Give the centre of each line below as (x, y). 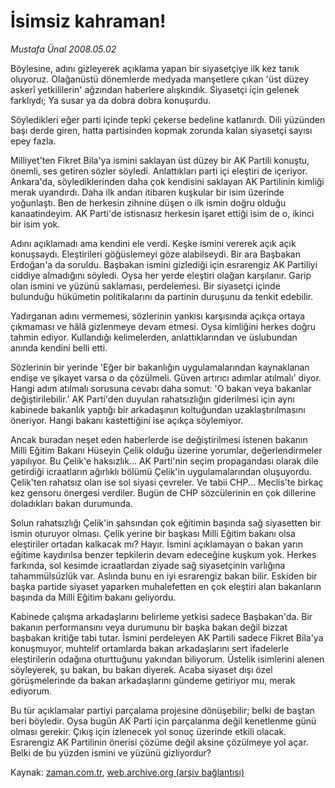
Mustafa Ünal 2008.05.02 (63, 49)
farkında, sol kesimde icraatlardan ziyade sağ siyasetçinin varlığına (148, 565)
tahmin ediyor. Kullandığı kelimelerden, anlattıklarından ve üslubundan (154, 337)
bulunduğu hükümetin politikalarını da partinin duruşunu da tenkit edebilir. (162, 296)
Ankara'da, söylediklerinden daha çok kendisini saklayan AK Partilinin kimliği (167, 181)
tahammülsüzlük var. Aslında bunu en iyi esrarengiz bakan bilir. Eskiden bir (164, 576)
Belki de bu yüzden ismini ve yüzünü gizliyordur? (111, 752)
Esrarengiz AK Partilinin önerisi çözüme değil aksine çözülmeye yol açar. (159, 742)
